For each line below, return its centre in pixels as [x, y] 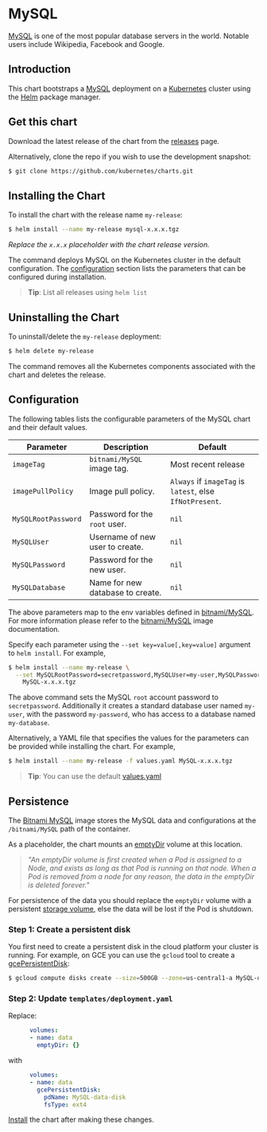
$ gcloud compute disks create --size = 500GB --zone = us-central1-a [120, 979]
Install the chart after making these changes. [81, 1120]
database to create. [126, 592]
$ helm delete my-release [51, 351]
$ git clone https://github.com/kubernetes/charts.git [101, 171]
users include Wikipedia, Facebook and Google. [87, 44]
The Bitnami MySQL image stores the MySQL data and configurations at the [132, 820]
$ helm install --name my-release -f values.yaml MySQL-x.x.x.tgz [120, 761]
